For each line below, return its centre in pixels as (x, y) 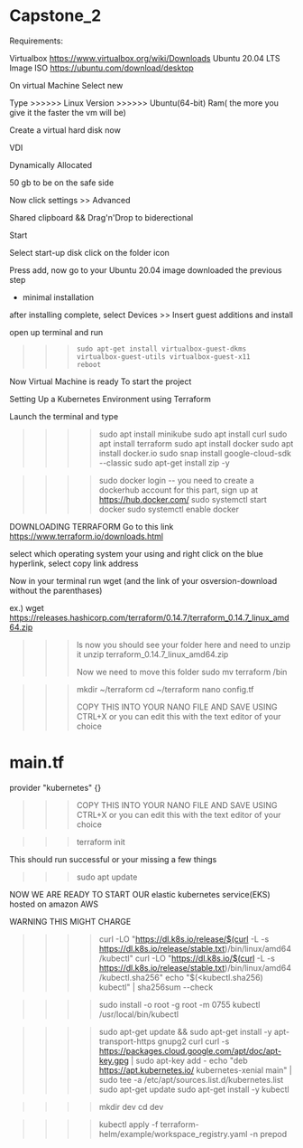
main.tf (37, 762)
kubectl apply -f (129, 1124)
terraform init (101, 842)
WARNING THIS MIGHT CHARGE (70, 921)
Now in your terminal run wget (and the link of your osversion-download (143, 580)
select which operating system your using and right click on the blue (136, 553)
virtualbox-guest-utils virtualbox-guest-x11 (163, 357)
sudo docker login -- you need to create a (176, 480)
